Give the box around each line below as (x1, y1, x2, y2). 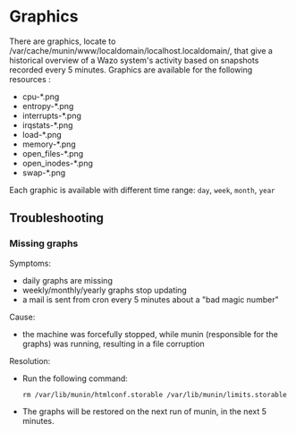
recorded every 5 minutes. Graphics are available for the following (9, 64, 253, 75)
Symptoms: (9, 258, 52, 268)
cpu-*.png (21, 91, 60, 102)
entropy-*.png (21, 100, 74, 111)
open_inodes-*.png (21, 157, 94, 168)
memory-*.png (21, 139, 76, 149)
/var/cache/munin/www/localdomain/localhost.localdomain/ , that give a (9, 45, 273, 55)
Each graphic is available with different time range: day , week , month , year (9, 184, 275, 195)
